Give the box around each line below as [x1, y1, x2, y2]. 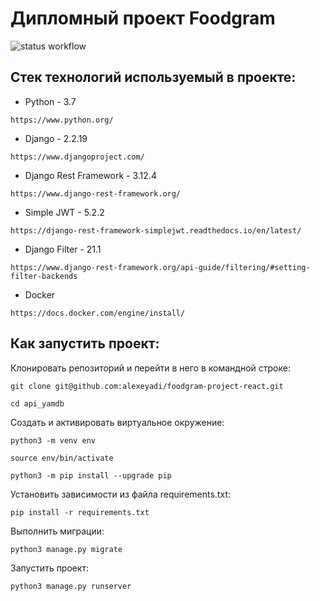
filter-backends [10, 271, 78, 281]
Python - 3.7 [24, 95, 77, 107]
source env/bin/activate [10, 453, 114, 463]
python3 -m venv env [10, 435, 97, 446]
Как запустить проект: [10, 335, 160, 352]
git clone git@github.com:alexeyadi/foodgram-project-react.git [10, 381, 284, 391]
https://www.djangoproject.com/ [10, 152, 145, 162]
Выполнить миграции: [10, 525, 105, 537]
